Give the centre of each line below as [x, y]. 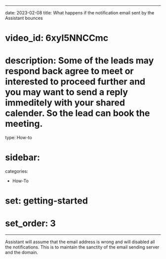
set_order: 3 [30, 224]
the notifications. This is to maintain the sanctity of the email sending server [82, 247]
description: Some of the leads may [80, 61]
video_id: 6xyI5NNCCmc [57, 38]
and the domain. [22, 253]
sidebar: [23, 158]
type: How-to [19, 138]
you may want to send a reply [67, 92]
